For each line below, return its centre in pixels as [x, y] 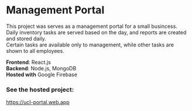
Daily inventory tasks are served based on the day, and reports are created [96, 32]
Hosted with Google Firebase [42, 74]
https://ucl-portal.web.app [38, 102]
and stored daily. [26, 38]
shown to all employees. [35, 51]
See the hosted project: [40, 89]
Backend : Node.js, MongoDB [41, 68]
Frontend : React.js [28, 62]
